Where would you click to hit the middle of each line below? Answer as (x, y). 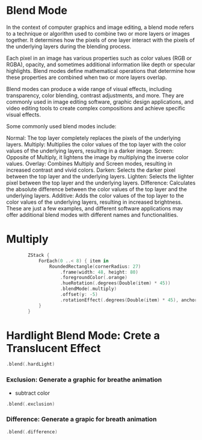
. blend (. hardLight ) (31, 364)
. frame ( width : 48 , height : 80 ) (99, 272)
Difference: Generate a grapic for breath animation (82, 420)
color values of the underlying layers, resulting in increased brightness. (94, 202)
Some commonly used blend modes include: (61, 126)
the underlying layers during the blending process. (69, 46)
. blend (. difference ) (32, 432)
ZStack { (39, 255)
